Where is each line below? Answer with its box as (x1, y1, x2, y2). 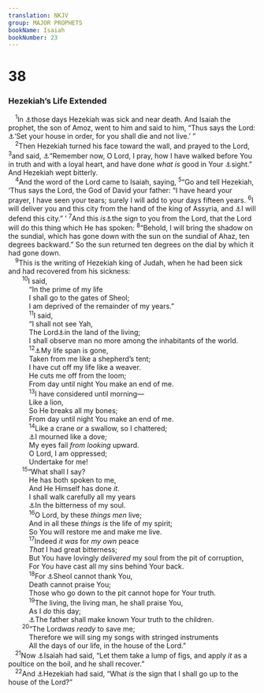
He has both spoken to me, (28, 475, 117, 485)
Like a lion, (28, 397, 65, 407)
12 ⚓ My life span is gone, (28, 345, 109, 355)
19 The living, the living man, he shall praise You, (28, 596, 184, 607)
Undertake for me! (28, 457, 88, 467)
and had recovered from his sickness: (8, 266, 131, 276)
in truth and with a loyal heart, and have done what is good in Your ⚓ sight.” (8, 159, 252, 169)
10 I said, (22, 274, 48, 285)
